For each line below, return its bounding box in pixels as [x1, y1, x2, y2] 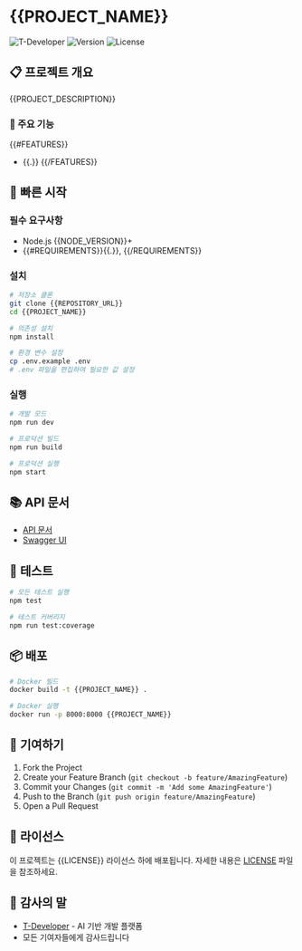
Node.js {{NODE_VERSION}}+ [22, 235, 133, 246]
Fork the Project [22, 762, 83, 773]
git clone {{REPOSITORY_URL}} [9, 299, 124, 308]
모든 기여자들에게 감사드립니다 [22, 932, 129, 943]
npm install [9, 332, 54, 341]
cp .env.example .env [9, 357, 91, 366]
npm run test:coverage [9, 620, 95, 630]
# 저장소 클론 [9, 291, 53, 300]
